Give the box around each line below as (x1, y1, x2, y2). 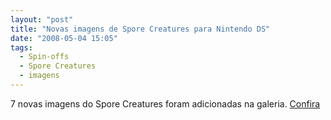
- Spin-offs (19, 52, 70, 62)
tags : (10, 42, 33, 53)
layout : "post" (10, 14, 74, 25)
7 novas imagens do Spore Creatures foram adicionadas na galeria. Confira (10, 97, 321, 110)
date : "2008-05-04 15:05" (10, 33, 118, 43)
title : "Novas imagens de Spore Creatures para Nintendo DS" (10, 24, 271, 34)
